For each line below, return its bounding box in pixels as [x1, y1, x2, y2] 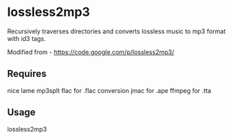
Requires [7, 68, 47, 80]
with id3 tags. [7, 34, 46, 42]
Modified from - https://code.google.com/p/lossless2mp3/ [7, 48, 175, 56]
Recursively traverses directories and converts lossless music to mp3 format [7, 27, 226, 35]
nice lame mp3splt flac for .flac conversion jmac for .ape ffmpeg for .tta [7, 86, 212, 94]
